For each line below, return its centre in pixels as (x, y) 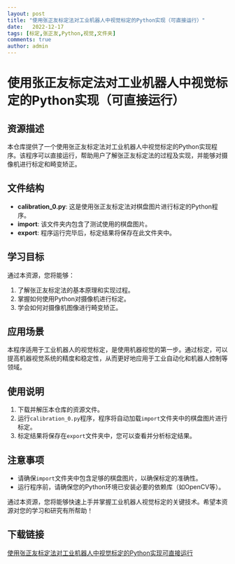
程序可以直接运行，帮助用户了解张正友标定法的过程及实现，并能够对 (123, 155)
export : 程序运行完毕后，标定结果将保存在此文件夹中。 (97, 232)
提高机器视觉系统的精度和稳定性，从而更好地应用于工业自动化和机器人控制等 (117, 358)
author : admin (28, 46)
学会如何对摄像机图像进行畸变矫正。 (70, 307)
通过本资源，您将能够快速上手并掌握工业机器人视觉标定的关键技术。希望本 (114, 502)
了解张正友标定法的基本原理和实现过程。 (76, 290)
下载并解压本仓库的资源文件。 (60, 409)
